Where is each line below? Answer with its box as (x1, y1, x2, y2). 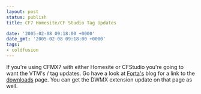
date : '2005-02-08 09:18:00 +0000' (6, 30, 95, 36)
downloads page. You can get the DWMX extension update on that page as (6, 76, 193, 83)
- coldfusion (6, 47, 39, 54)
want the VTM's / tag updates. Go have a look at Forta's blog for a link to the (6, 70, 195, 77)
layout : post (6, 8, 39, 15)
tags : (6, 42, 20, 48)
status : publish (6, 14, 47, 20)
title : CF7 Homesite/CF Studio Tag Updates (6, 20, 117, 26)
